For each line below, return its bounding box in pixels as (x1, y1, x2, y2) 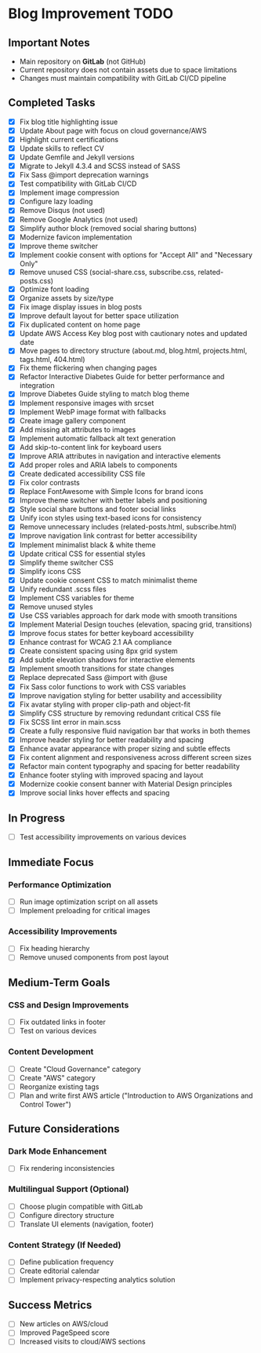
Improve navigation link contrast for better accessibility (19, 531, 198, 540)
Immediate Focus (8, 855, 94, 868)
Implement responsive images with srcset (19, 398, 154, 408)
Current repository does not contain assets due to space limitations (19, 65, 237, 75)
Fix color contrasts (19, 478, 81, 488)
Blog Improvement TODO (8, 5, 174, 23)
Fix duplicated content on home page (19, 320, 141, 330)
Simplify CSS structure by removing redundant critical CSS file (19, 708, 222, 718)
